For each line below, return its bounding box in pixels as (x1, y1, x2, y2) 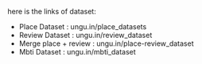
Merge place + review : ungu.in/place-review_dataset (18, 39, 194, 48)
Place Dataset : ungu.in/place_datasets (18, 22, 147, 31)
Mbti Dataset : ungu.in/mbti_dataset (18, 47, 136, 56)
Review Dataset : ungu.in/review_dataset (18, 31, 153, 40)
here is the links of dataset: (7, 7, 96, 16)
